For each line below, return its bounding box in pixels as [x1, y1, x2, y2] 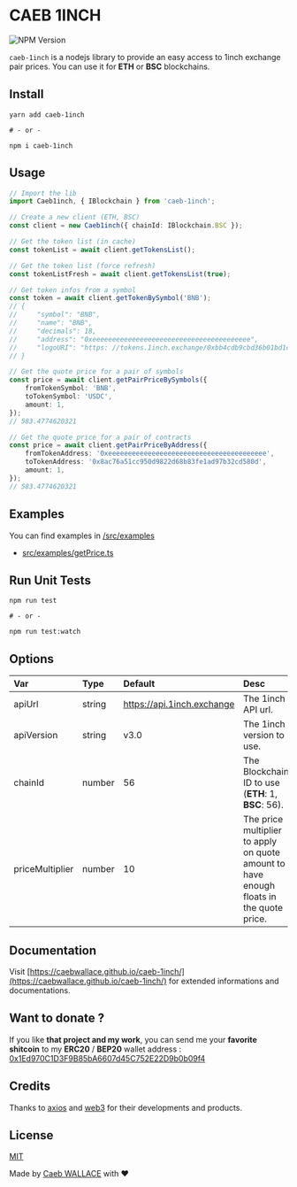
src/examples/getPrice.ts [21, 547, 114, 558]
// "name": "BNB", [9, 319, 93, 328]
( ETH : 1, [242, 788, 278, 800]
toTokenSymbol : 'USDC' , [25, 392, 113, 401]
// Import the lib [9, 189, 77, 197]
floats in [242, 890, 277, 903]
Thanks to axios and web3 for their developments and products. [9, 1102, 243, 1113]
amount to [242, 858, 286, 870]
